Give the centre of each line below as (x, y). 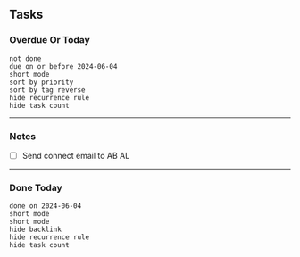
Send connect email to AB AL (76, 155)
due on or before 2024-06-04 (63, 66)
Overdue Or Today (50, 40)
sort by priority (42, 82)
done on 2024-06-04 (46, 206)
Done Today (36, 187)
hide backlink (36, 230)
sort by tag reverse (48, 90)
